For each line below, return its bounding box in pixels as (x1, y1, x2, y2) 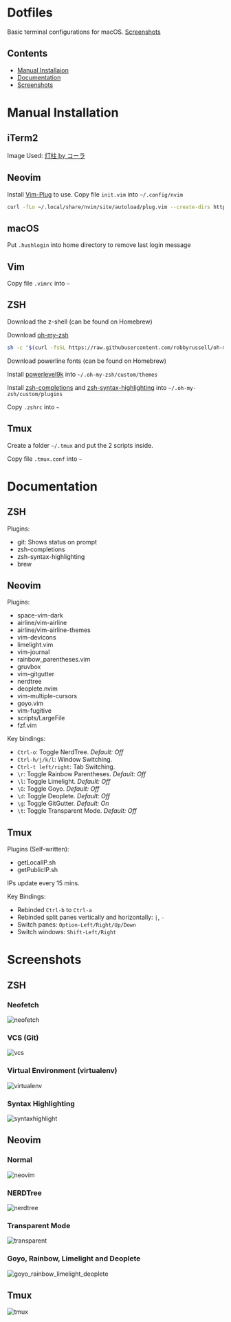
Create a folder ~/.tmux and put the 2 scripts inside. (7, 441, 153, 449)
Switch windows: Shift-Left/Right (16, 928, 117, 936)
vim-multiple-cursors (16, 692, 78, 700)
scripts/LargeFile (16, 714, 65, 722)
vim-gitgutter (16, 670, 55, 678)
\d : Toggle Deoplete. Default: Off (16, 792, 111, 800)
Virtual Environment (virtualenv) (7, 1066, 118, 1076)
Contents (7, 48, 48, 59)
